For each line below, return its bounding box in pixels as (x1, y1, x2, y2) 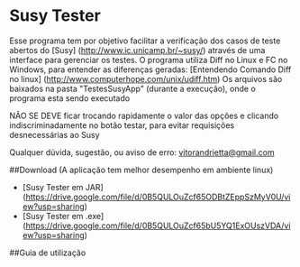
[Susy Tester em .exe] (22, 210, 105, 221)
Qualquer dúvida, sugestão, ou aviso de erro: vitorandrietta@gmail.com (9, 146, 275, 158)
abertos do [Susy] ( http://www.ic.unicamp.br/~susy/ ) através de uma (9, 44, 266, 55)
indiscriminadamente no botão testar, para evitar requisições (9, 119, 235, 131)
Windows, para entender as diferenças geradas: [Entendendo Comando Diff (9, 64, 292, 75)
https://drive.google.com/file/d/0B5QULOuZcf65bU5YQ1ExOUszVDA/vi (25, 220, 291, 231)
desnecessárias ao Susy (9, 129, 101, 140)
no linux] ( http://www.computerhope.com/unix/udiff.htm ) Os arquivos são (9, 73, 283, 84)
